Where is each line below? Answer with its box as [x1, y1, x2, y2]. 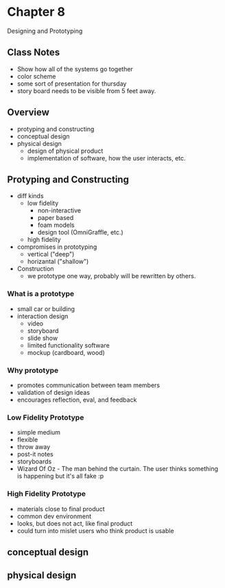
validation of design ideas [16, 388, 91, 396]
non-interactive [37, 206, 81, 215]
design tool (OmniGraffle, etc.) [37, 228, 123, 236]
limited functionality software [27, 341, 110, 350]
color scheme [16, 72, 56, 80]
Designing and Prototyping [7, 27, 83, 35]
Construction [16, 265, 54, 273]
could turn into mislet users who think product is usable [16, 526, 174, 535]
